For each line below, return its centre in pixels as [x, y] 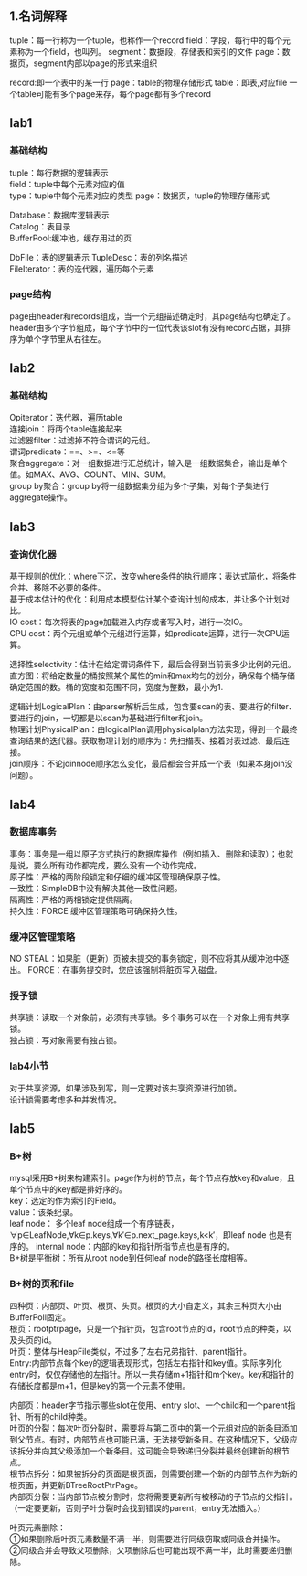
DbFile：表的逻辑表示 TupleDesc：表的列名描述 [99, 257]
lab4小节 [29, 1066]
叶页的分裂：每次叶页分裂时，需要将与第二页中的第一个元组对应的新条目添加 [153, 1428]
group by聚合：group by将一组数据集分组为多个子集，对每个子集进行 [139, 486]
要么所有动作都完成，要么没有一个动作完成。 [117, 865]
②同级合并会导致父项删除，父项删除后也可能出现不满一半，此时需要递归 [147, 1550]
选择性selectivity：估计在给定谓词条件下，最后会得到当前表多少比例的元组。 [153, 665]
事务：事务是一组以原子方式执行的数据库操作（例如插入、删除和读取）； [143, 854]
